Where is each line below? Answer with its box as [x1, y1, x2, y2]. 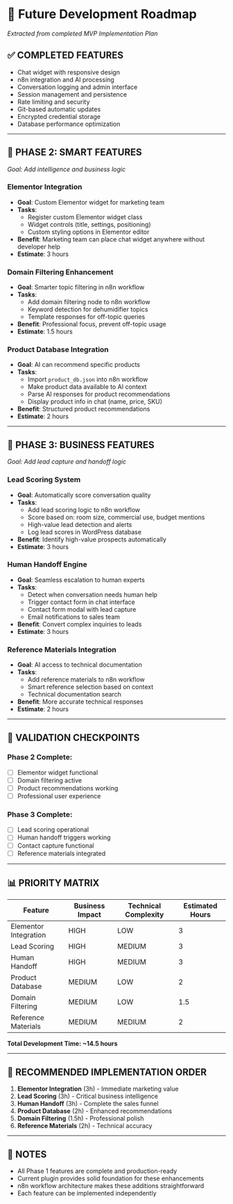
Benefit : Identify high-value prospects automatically [17, 535, 166, 544]
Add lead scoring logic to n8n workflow [27, 505, 141, 514]
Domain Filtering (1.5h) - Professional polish [17, 1114, 144, 1123]
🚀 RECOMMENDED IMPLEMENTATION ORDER [7, 1066, 207, 1078]
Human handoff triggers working [17, 833, 111, 841]
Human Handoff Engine [7, 560, 88, 569]
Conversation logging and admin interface [17, 83, 138, 91]
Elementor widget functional [17, 768, 98, 777]
